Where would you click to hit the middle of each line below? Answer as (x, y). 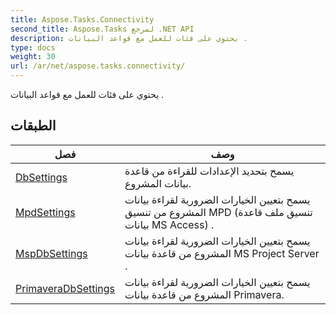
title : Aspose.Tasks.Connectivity (82, 19)
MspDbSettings (51, 253)
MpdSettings (45, 212)
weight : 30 (33, 57)
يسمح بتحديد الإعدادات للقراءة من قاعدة (209, 171)
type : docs (33, 47)
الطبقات (33, 126)
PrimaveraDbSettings (65, 288)
